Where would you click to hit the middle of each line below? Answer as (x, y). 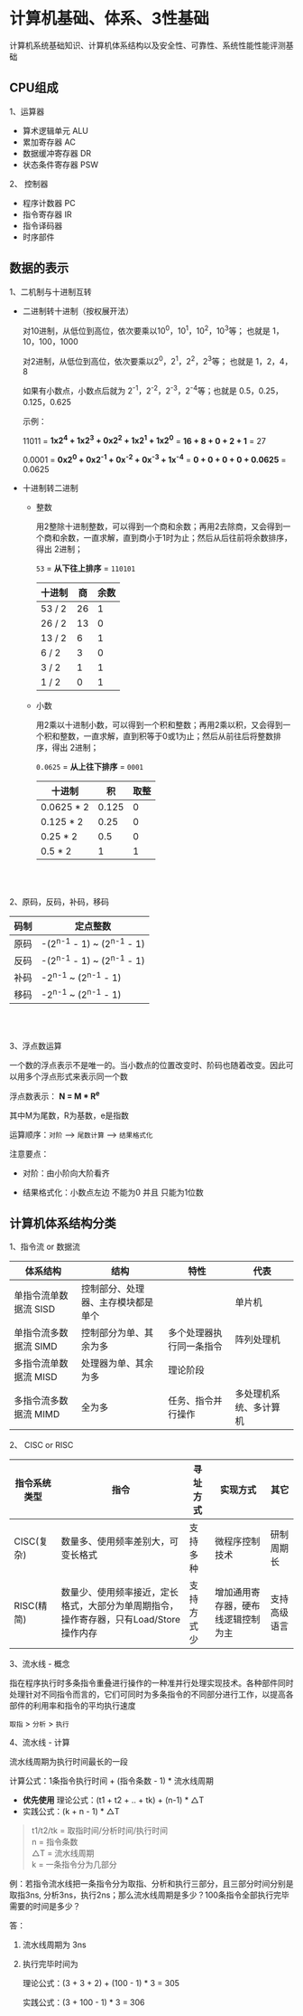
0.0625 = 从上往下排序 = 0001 (90, 766)
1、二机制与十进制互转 (50, 291)
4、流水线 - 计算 (40, 1743)
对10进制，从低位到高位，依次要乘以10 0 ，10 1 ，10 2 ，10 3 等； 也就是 (146, 329)
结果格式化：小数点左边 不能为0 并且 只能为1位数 (113, 1192)
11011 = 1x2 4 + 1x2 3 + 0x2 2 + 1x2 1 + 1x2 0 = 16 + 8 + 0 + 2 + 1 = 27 (144, 440)
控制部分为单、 (113, 1333)
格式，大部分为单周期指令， (119, 1606)
